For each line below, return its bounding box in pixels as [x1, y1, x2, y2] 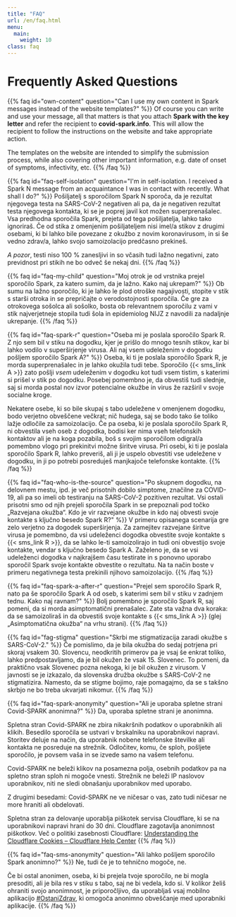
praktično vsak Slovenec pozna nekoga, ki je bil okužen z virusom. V [7, 663, 206, 671]
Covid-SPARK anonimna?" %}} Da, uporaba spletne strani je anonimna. [7, 706, 213, 715]
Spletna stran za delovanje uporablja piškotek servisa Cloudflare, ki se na [7, 814, 220, 822]
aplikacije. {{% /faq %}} [7, 901, 76, 910]
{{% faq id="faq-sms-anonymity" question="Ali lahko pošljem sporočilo [7, 850, 216, 858]
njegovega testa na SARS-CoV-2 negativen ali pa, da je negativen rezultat [7, 199, 221, 208]
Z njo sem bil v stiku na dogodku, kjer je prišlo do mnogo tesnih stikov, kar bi [7, 338, 230, 346]
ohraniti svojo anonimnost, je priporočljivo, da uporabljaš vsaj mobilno [7, 886, 210, 894]
